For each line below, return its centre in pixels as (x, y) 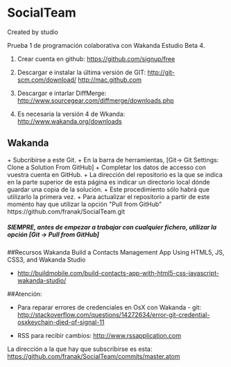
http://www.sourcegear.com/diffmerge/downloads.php (96, 100)
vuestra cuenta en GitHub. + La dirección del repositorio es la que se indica (115, 174)
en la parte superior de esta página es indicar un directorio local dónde (109, 182)
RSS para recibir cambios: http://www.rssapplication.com (99, 335)
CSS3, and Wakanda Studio (46, 259)
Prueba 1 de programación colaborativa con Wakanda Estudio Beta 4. (106, 45)
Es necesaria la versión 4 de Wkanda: (71, 114)
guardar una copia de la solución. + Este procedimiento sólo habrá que (109, 189)
